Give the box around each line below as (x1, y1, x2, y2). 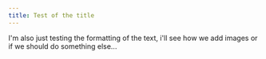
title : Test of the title (8, 11, 94, 20)
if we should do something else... (8, 41, 117, 51)
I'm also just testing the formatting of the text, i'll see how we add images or (8, 33, 258, 42)
